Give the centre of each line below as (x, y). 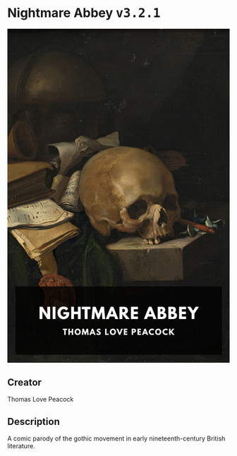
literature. (21, 446)
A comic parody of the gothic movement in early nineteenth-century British (116, 438)
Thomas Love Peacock (41, 400)
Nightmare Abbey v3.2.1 (84, 13)
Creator (25, 383)
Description (34, 421)
